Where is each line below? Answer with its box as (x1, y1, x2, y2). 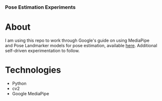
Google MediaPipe (12, 90, 49, 96)
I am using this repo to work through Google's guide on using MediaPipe (5, 38, 149, 43)
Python (12, 80, 27, 86)
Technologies (5, 64, 62, 76)
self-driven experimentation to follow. (5, 48, 80, 53)
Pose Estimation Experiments (5, 4, 76, 11)
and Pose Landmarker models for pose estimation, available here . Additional (5, 42, 158, 48)
